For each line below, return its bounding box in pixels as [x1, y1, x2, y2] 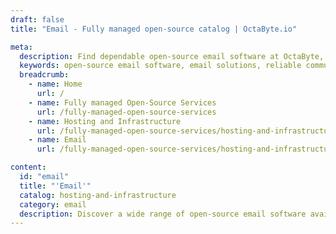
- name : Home [28, 79, 83, 90]
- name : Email [28, 135, 87, 145]
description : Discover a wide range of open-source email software [19, 209, 307, 219]
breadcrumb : [19, 70, 70, 80]
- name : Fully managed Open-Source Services [28, 97, 217, 108]
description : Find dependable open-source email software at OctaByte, [19, 51, 325, 61]
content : [10, 162, 47, 173]
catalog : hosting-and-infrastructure [19, 190, 177, 200]
